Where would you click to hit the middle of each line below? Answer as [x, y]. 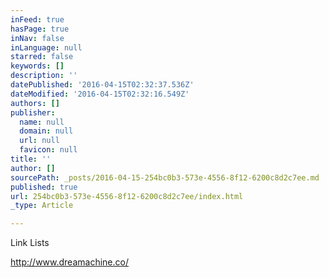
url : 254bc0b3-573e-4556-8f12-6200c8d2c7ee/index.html [127, 196]
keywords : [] [37, 66]
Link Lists [30, 243]
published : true [44, 187]
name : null [42, 122]
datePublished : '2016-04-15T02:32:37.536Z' [102, 85]
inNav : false [37, 38]
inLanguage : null [46, 47]
